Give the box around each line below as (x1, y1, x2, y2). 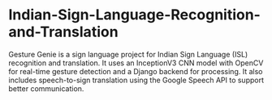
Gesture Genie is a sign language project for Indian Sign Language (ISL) (8, 49, 248, 59)
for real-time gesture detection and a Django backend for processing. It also (8, 66, 263, 76)
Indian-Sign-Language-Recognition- (8, 6, 261, 24)
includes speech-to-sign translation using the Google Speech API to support (8, 75, 265, 85)
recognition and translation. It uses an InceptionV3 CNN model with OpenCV (8, 58, 264, 68)
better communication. (8, 83, 84, 94)
